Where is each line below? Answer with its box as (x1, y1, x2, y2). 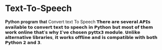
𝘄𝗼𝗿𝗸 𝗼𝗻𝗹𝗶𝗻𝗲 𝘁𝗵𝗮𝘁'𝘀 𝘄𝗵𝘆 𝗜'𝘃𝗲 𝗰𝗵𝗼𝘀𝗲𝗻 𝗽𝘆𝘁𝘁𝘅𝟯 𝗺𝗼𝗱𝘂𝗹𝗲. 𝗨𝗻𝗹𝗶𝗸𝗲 (5, 29, 141, 35)
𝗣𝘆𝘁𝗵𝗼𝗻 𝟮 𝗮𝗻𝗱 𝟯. (5, 39, 42, 45)
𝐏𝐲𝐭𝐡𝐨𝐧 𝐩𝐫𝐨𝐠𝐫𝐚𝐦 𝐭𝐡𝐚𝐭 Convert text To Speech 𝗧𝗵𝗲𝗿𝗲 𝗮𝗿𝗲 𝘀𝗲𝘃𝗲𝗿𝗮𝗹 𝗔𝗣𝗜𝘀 (5, 19, 151, 25)
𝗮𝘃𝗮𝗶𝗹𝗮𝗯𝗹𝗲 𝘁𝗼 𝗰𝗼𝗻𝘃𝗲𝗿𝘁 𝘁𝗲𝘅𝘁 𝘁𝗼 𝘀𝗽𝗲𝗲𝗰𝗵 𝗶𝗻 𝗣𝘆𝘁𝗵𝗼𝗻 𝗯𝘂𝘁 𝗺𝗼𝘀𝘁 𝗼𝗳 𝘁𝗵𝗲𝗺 (5, 24, 153, 30)
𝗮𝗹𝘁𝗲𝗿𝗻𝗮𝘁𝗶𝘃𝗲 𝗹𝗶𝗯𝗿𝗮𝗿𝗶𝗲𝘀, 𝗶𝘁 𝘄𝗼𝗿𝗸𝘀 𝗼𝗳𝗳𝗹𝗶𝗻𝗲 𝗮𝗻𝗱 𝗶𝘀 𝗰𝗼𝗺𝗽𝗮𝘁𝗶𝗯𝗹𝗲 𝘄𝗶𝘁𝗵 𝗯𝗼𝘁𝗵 (5, 34, 158, 40)
